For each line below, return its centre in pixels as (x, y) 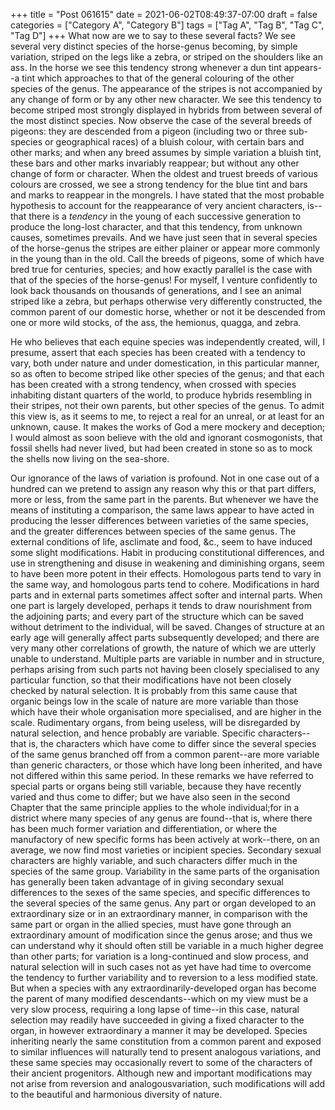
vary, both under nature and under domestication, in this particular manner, (165, 363)
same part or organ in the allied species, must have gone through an (151, 924)
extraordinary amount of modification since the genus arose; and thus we (161, 935)
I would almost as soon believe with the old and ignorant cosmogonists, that (166, 437)
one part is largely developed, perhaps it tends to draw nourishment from (161, 605)
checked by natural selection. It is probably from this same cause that (154, 690)
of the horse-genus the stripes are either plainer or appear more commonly (165, 248)
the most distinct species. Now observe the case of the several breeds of (161, 120)
